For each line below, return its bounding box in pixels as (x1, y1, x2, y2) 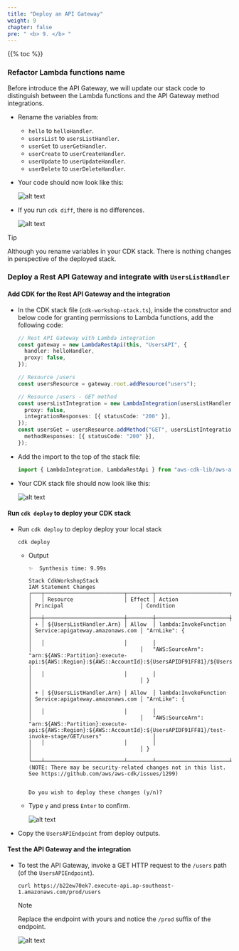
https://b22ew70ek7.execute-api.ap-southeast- (33, 883, 174, 890)
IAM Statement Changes (28, 583, 96, 590)
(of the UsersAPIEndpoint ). (17, 868, 95, 877)
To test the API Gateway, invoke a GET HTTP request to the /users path (17, 861, 227, 870)
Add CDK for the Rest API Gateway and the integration (7, 289, 171, 299)
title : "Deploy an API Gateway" (7, 10, 103, 18)
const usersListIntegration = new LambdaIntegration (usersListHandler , (17, 400, 235, 407)
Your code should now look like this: (17, 178, 124, 186)
